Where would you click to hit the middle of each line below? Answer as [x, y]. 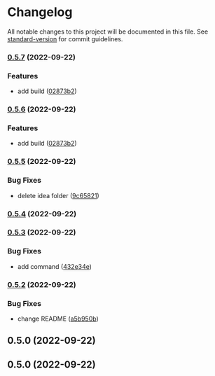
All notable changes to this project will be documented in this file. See [108, 32]
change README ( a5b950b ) [58, 319]
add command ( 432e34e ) [55, 266]
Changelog [40, 12]
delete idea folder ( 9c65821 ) [58, 195]
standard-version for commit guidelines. [65, 39]
